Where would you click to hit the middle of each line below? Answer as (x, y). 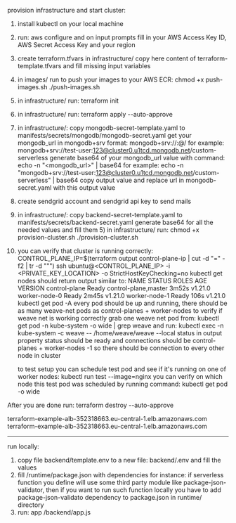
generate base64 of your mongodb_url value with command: (137, 158)
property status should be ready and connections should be (104, 341)
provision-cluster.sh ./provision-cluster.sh (78, 237)
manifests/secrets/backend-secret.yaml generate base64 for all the (116, 222)
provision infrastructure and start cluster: (67, 10)
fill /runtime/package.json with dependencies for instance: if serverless (120, 475)
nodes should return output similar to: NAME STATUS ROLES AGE (112, 281)
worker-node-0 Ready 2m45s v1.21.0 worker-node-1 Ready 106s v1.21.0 (122, 296)
